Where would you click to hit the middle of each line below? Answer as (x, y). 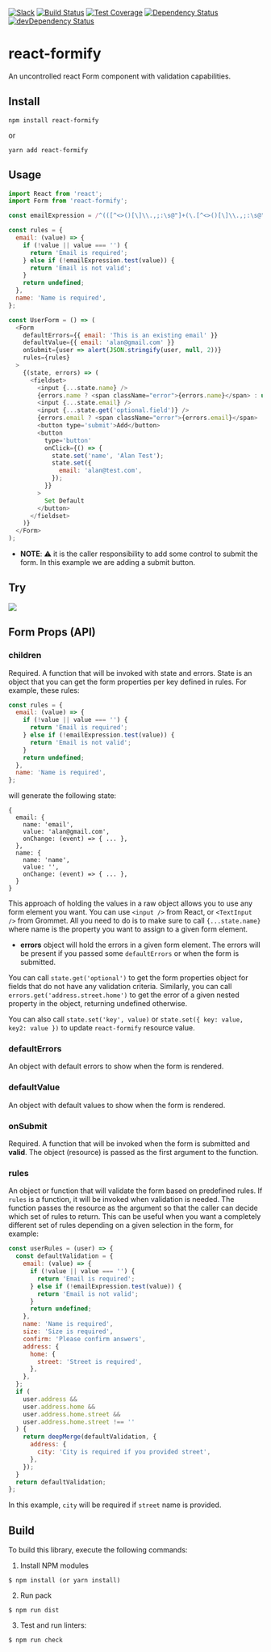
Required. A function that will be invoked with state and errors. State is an (130, 673)
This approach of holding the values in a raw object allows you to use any (130, 903)
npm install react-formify (54, 120)
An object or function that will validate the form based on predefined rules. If (135, 1191)
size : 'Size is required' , (68, 1331)
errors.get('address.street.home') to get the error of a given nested (124, 995)
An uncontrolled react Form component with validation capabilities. (120, 76)
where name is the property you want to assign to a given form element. (128, 929)
